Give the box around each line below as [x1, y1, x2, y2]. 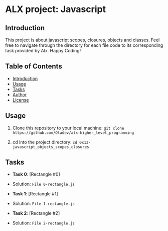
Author [12, 92, 27, 98]
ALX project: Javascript [5, 4, 106, 15]
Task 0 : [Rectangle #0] [12, 171, 60, 177]
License [12, 97, 29, 103]
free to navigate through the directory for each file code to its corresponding [5, 42, 163, 48]
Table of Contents [5, 62, 63, 71]
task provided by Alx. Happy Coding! [5, 48, 81, 53]
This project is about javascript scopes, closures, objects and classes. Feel [5, 37, 160, 43]
